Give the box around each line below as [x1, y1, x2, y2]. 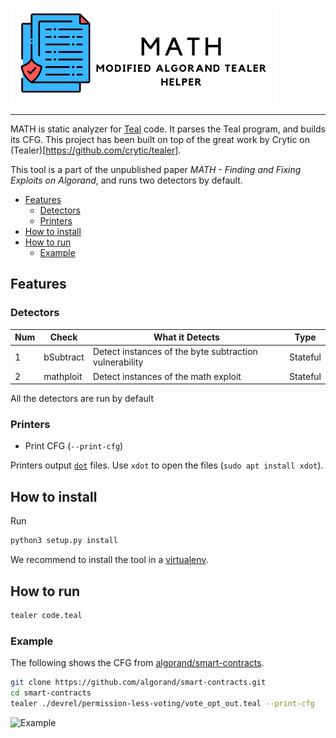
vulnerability [92, 356, 144, 368]
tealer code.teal [10, 610, 83, 620]
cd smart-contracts [10, 688, 92, 698]
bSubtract [43, 351, 85, 363]
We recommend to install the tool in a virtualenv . [10, 554, 209, 566]
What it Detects [153, 331, 220, 343]
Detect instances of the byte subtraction [92, 346, 258, 358]
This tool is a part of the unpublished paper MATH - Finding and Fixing [10, 164, 302, 175]
